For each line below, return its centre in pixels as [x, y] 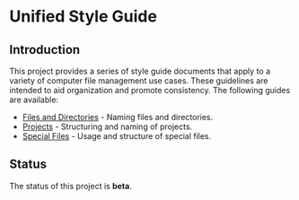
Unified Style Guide [83, 17]
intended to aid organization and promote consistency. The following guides [150, 90]
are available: [34, 100]
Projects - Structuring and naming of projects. [107, 126]
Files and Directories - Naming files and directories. [118, 117]
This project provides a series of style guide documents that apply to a [140, 71]
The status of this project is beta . [70, 186]
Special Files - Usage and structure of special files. [117, 136]
